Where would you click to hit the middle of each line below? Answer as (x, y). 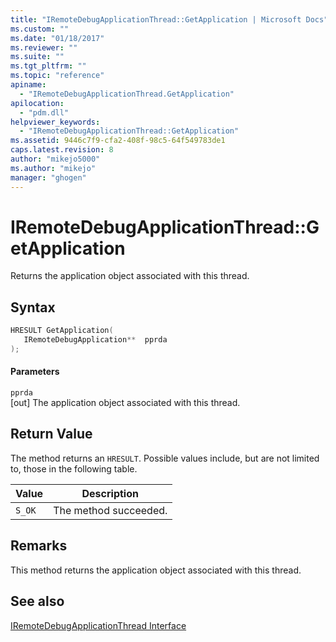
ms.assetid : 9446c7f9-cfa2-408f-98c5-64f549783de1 (118, 141)
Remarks (39, 546)
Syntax (33, 307)
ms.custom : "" (40, 29)
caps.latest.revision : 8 (62, 150)
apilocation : (37, 103)
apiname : (28, 85)
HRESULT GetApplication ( (62, 331)
